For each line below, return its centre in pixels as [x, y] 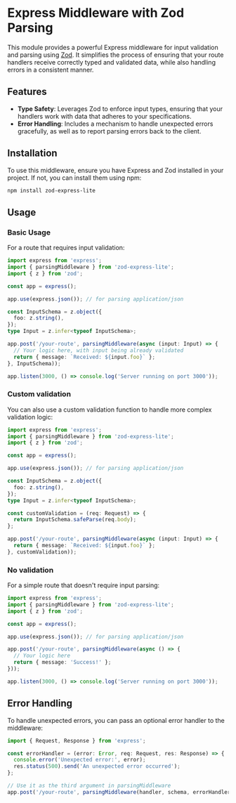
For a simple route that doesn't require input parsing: [84, 585]
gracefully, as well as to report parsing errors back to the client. [109, 131]
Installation [32, 154]
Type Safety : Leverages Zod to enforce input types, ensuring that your [120, 109]
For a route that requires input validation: [66, 248]
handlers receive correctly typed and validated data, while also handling [112, 62]
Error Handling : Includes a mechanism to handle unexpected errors [115, 124]
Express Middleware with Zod [96, 13]
